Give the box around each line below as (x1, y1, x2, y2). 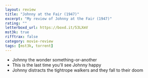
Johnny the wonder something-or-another (12, 57, 97, 62)
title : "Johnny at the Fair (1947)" (5, 12, 79, 17)
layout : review (5, 7, 36, 12)
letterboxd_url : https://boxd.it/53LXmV (5, 25, 89, 30)
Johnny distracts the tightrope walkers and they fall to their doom (12, 67, 144, 73)
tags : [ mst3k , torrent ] (5, 43, 54, 48)
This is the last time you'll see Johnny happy (12, 62, 101, 68)
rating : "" (5, 20, 27, 26)
